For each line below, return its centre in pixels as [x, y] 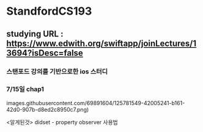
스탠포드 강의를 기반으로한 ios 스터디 [57, 71]
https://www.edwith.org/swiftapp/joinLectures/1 [102, 43]
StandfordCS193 [49, 11]
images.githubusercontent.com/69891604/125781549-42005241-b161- [96, 103]
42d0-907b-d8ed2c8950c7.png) [48, 109]
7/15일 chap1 [25, 89]
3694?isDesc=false [45, 53]
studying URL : [35, 34]
